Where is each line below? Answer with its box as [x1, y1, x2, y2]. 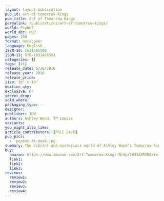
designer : [5, 107, 25, 112]
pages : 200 [5, 35, 27, 40]
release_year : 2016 [5, 71, 45, 76]
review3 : [9, 184, 27, 189]
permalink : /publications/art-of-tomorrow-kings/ [5, 20, 108, 26]
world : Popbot [5, 25, 34, 30]
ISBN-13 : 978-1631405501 [5, 52, 56, 58]
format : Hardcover [5, 39, 42, 44]
